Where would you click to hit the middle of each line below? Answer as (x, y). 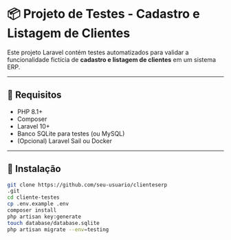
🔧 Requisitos (34, 95)
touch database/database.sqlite (53, 223)
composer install (32, 210)
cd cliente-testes (33, 197)
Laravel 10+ (33, 126)
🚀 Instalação (34, 169)
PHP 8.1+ (30, 111)
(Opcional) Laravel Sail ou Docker (64, 141)
